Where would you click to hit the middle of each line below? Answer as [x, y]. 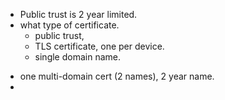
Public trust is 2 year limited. [78, 14]
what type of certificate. [69, 25]
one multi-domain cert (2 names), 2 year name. [117, 76]
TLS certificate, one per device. [99, 46]
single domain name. [78, 57]
